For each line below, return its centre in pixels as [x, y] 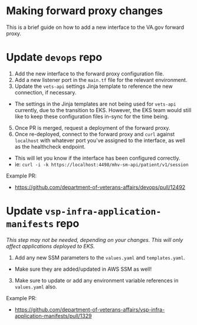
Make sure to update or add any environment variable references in [96, 280]
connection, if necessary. [45, 92]
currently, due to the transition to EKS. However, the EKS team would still [103, 110]
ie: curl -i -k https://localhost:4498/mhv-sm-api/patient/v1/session [101, 164]
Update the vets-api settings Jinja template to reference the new [93, 86]
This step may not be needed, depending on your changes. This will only [95, 239]
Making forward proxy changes [85, 11]
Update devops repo [54, 58]
